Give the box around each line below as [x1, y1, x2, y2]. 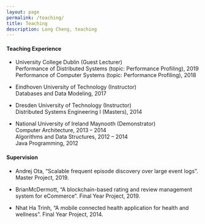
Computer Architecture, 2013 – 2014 [15, 127, 107, 134]
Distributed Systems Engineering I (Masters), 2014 [15, 108, 143, 116]
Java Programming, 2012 [15, 140, 78, 147]
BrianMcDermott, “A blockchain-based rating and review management [15, 185, 193, 193]
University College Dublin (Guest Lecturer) [15, 59, 122, 66]
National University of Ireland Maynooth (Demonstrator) [15, 120, 156, 127]
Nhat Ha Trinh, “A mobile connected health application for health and [15, 204, 189, 211]
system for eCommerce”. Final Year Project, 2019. [15, 192, 141, 200]
